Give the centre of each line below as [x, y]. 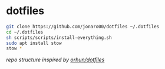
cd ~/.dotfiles [25, 32]
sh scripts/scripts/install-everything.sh [59, 37]
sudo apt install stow [34, 43]
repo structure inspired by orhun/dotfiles [55, 60]
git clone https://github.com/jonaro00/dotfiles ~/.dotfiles [83, 27]
